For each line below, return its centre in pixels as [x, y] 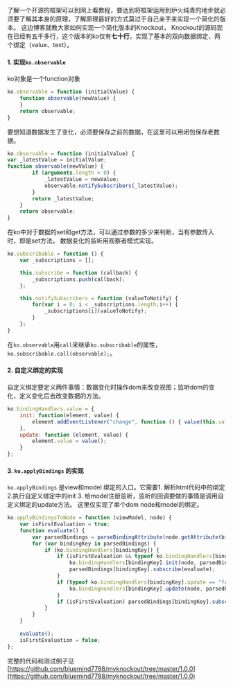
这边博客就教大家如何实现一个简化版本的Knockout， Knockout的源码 [119, 27]
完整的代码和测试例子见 [41, 661]
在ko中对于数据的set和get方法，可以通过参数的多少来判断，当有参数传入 [111, 232]
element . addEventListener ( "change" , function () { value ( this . [125, 421]
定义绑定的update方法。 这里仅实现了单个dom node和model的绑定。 [105, 505]
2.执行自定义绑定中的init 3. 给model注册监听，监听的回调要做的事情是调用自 [115, 496]
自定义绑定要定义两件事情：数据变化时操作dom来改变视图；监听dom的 [108, 388]
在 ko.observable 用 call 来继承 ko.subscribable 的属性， [84, 345]
